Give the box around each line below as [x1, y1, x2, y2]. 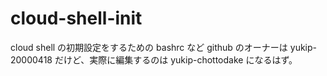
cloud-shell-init [10, 7, 143, 30]
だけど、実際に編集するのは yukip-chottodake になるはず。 [54, 53, 298, 66]
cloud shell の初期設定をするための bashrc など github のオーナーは [10, 41, 288, 53]
